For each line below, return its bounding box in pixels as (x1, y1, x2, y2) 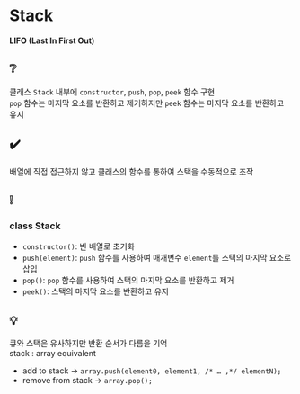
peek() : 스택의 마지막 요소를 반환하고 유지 (22, 286, 169, 297)
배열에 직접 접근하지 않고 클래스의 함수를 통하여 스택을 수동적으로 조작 (9, 166, 254, 176)
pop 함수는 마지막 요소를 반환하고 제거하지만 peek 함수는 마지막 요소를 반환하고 (9, 97, 285, 108)
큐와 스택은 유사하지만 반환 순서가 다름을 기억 (9, 338, 168, 349)
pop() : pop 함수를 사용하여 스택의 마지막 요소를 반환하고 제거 (22, 275, 234, 286)
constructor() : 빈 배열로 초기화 (22, 241, 135, 252)
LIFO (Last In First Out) (9, 35, 95, 46)
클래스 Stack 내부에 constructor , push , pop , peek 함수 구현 (9, 86, 216, 97)
